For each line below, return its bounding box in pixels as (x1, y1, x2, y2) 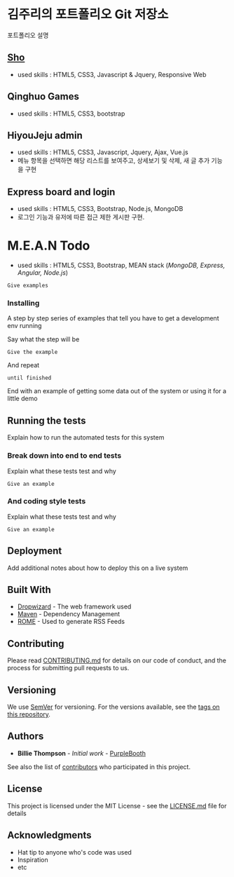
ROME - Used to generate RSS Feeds (17, 618, 125, 626)
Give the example (7, 348, 58, 356)
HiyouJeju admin (7, 129, 83, 141)
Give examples (7, 282, 49, 290)
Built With (7, 584, 51, 596)
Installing (7, 299, 40, 308)
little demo (7, 394, 38, 403)
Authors (7, 730, 44, 742)
